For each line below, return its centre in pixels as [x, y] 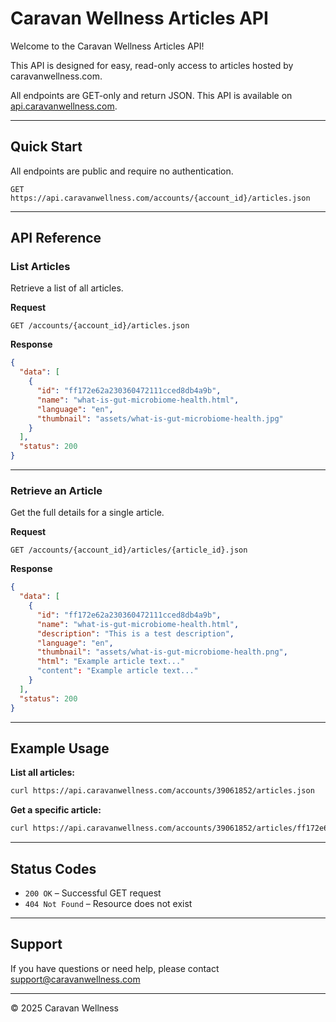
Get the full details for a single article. [87, 513]
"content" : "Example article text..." [117, 671]
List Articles [40, 267]
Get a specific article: [56, 810]
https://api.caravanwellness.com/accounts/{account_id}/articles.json [160, 198]
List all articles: [42, 773]
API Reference [56, 238]
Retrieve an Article [56, 490]
